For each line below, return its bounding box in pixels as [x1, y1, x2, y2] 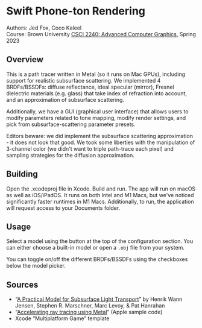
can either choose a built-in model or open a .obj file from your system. [6, 244, 185, 251]
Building [6, 169, 38, 179]
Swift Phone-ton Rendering [6, 4, 146, 18]
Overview [6, 54, 44, 65]
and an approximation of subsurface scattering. [6, 96, 125, 103]
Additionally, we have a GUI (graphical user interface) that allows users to [6, 107, 189, 115]
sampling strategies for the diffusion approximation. [6, 151, 134, 159]
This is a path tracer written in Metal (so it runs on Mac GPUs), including [6, 71, 186, 78]
